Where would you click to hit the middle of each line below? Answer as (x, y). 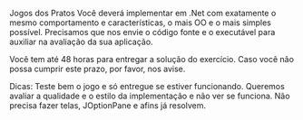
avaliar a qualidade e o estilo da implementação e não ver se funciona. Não (150, 96)
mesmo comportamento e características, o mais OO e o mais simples (141, 23)
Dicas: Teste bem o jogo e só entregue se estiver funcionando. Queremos (147, 86)
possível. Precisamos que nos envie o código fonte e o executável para (142, 32)
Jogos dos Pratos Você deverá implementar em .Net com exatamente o (143, 13)
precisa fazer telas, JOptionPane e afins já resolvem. (108, 106)
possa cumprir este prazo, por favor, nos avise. (98, 69)
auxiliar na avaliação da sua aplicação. (81, 42)
